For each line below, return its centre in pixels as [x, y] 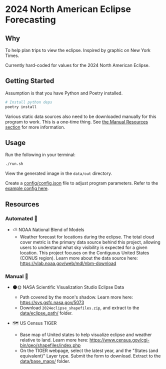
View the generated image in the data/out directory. [59, 173]
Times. [12, 55]
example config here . [27, 188]
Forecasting [30, 20]
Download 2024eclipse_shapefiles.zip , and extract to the [79, 308]
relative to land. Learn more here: [54, 340]
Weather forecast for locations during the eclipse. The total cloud [87, 236]
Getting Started [30, 81]
